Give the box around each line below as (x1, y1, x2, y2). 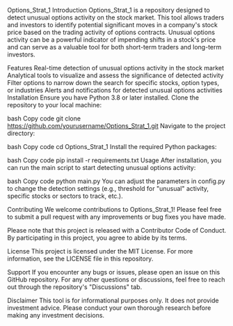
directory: (7, 129, 35, 137)
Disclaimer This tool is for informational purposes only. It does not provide (7, 296, 219, 304)
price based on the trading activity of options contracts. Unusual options (7, 28, 216, 36)
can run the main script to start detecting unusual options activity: (7, 164, 196, 171)
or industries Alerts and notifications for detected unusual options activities (7, 86, 223, 94)
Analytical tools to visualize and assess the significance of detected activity (7, 71, 224, 79)
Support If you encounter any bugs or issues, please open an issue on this (7, 268, 220, 276)
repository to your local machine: (7, 101, 102, 109)
